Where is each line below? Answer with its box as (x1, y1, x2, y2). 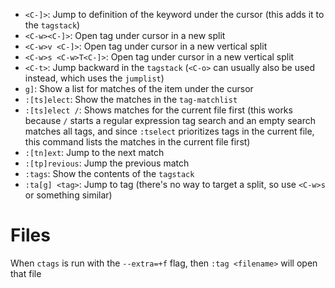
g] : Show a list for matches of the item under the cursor (24, 83, 254, 94)
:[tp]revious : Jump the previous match (24, 157, 190, 169)
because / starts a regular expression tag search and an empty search (24, 115, 316, 126)
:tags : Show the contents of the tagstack (24, 168, 195, 179)
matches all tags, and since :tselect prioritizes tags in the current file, (24, 125, 315, 137)
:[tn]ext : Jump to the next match (24, 147, 165, 158)
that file (10, 267, 42, 279)
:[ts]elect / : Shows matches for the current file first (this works (24, 104, 293, 116)
